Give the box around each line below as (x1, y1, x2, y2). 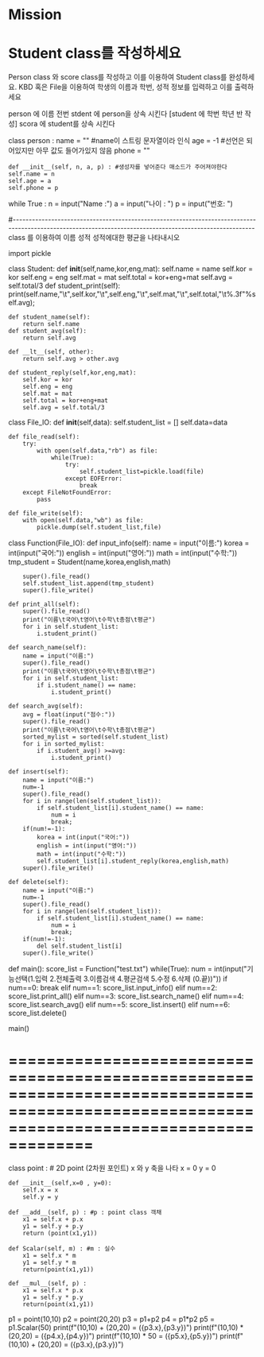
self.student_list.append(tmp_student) (22, 580, 155, 587)
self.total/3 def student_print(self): (8, 281, 121, 291)
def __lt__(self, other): (8, 348, 94, 356)
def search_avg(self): (8, 702, 83, 711)
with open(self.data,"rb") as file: (37, 447, 158, 455)
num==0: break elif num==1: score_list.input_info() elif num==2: (8, 983, 218, 993)
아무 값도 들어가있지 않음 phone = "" (35, 145, 150, 156)
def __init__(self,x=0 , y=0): (8, 1179, 112, 1188)
